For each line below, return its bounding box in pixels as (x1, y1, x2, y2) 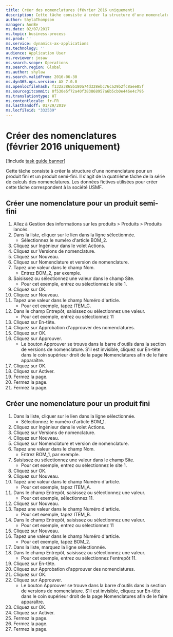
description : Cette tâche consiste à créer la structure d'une (6, 12, 144, 17)
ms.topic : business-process (6, 31, 66, 36)
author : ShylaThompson (6, 17, 54, 22)
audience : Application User (6, 50, 66, 55)
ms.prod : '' (6, 36, 31, 42)
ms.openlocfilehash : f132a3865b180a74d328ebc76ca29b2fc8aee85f (6, 84, 144, 89)
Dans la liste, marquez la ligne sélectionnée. (13, 544, 107, 550)
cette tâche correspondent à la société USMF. (6, 184, 103, 190)
